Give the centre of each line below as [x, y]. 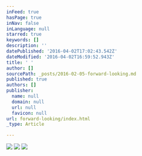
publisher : [20, 91]
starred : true [24, 34]
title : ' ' [20, 62]
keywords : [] [23, 40]
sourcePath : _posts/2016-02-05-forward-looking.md [71, 74]
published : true [27, 79]
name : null [25, 96]
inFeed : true [23, 12]
